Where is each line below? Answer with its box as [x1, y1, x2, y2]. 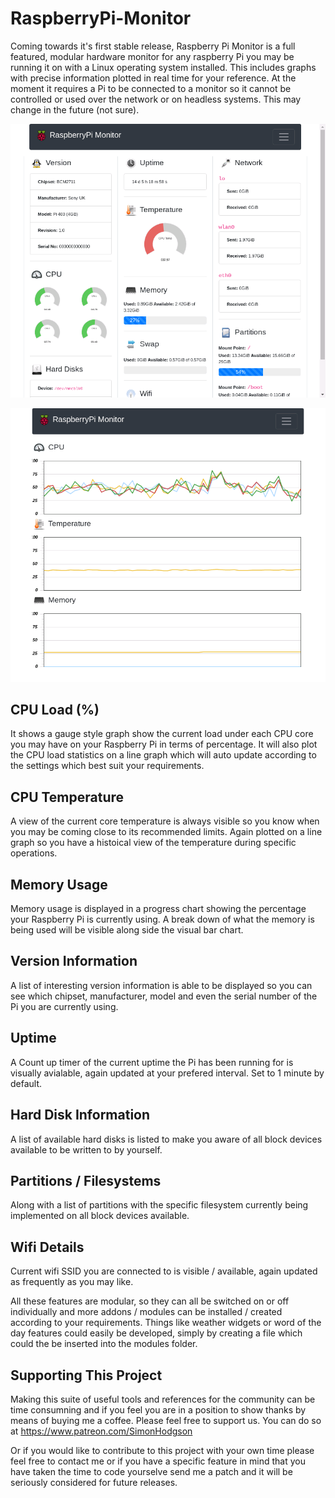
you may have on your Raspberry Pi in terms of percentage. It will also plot [10, 738, 318, 751]
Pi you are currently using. [10, 1000, 119, 1012]
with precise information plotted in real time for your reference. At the [10, 72, 297, 84]
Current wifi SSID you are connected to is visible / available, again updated [10, 1265, 318, 1277]
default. [10, 1077, 43, 1089]
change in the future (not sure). [10, 103, 140, 116]
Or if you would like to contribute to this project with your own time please [10, 1444, 315, 1456]
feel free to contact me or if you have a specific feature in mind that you [10, 1455, 306, 1467]
